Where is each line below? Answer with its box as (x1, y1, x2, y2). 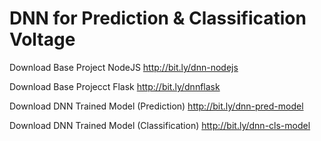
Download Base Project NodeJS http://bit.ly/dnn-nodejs (9, 61, 239, 73)
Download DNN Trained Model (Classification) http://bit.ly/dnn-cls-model (9, 119, 311, 131)
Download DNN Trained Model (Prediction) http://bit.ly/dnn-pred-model (9, 100, 304, 112)
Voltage (9, 28, 76, 51)
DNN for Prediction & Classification (9, 7, 307, 30)
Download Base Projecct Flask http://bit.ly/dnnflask (9, 80, 221, 92)
